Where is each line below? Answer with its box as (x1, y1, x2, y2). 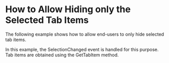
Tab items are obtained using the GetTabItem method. (5, 52, 119, 58)
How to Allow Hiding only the (5, 4, 131, 15)
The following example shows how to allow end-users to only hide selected (5, 31, 164, 37)
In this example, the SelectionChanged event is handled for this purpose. (5, 46, 159, 52)
